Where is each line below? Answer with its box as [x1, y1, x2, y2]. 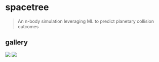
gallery [5, 38, 28, 47]
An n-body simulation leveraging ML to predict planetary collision [17, 18, 154, 24]
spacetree [5, 2, 49, 13]
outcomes [17, 23, 39, 29]
